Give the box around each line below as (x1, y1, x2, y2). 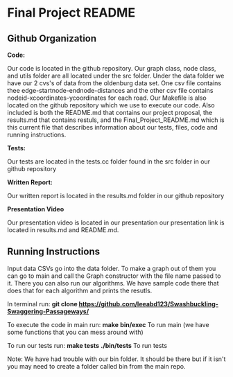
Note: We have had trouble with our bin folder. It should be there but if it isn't (7, 355, 226, 363)
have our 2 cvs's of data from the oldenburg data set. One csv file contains (7, 79, 222, 87)
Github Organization (7, 33, 97, 44)
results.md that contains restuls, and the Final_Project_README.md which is (7, 116, 225, 124)
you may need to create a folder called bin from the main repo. (7, 362, 186, 370)
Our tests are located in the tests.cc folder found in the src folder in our (7, 157, 210, 166)
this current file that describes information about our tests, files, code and (7, 123, 218, 131)
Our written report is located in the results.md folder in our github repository (7, 192, 225, 200)
